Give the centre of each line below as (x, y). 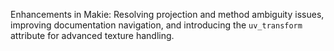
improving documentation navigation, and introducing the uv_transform (156, 25)
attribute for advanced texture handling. (92, 35)
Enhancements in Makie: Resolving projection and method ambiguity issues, (167, 14)
